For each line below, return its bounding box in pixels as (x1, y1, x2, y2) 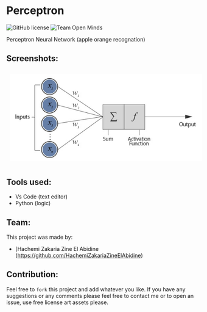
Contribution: (6, 269, 59, 280)
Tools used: (6, 176, 52, 187)
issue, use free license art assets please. (6, 299, 108, 306)
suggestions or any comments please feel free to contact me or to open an (6, 292, 194, 299)
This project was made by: (6, 233, 73, 241)
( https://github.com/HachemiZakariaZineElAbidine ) (15, 252, 143, 259)
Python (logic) (15, 200, 51, 207)
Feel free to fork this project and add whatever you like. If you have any (6, 285, 186, 293)
